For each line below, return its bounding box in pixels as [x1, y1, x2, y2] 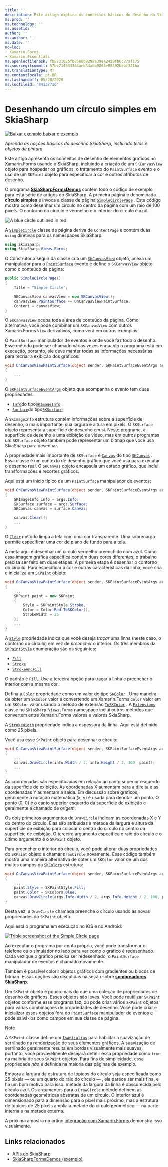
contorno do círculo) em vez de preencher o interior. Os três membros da [5, 640, 156, 646]
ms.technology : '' [5, 21, 43, 27]
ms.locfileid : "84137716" [5, 82, 59, 87]
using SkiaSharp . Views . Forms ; [5, 246, 68, 252]
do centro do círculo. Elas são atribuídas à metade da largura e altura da [5, 820, 154, 826]
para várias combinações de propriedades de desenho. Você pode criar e [5, 1004, 157, 1010]
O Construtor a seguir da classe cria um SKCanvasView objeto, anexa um [5, 256, 152, 262]
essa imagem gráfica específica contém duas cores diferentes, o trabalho [5, 554, 157, 560]
